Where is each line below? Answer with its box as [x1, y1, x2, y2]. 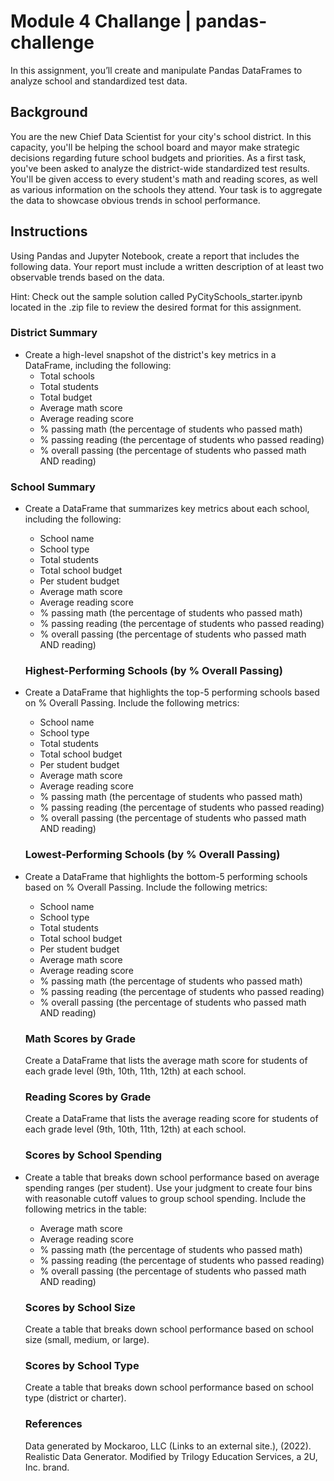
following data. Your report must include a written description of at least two [10, 260, 324, 272]
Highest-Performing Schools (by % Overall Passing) [24, 664, 283, 678]
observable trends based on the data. [10, 271, 165, 283]
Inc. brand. [24, 1461, 70, 1473]
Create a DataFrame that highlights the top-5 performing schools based [24, 686, 320, 699]
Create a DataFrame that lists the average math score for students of [24, 1055, 308, 1067]
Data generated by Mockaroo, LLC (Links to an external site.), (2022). [24, 1440, 312, 1452]
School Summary [10, 480, 96, 494]
